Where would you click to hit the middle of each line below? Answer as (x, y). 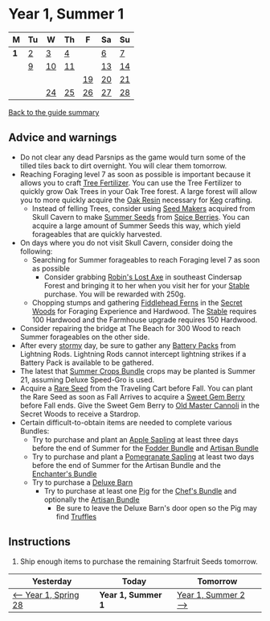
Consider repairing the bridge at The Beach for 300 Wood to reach (130, 328)
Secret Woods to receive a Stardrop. (80, 414)
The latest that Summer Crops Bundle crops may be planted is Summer (137, 371)
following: (36, 251)
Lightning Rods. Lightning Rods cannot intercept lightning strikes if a (133, 354)
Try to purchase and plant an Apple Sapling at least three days (135, 439)
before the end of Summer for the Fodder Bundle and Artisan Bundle (145, 448)
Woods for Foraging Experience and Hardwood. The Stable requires (144, 311)
